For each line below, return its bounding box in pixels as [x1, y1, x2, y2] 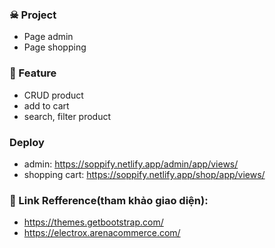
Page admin [23, 31, 74, 43]
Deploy [9, 135, 45, 149]
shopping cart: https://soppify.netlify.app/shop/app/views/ [23, 168, 266, 180]
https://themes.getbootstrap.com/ [23, 216, 164, 228]
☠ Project [9, 8, 57, 22]
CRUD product [23, 89, 84, 101]
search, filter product [23, 110, 112, 122]
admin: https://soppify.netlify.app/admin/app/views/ [23, 158, 239, 170]
